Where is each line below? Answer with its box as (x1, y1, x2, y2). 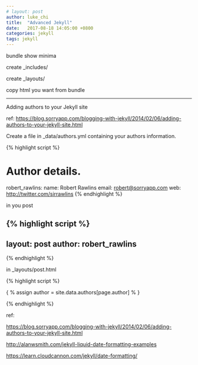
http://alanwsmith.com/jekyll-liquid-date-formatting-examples (6, 341, 157, 348)
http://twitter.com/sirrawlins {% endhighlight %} (6, 190, 123, 198)
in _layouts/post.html (6, 266, 57, 273)
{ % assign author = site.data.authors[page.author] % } (6, 289, 140, 296)
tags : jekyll (6, 36, 38, 42)
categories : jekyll (6, 31, 54, 37)
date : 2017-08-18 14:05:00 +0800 (6, 25, 94, 31)
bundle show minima (6, 52, 57, 59)
